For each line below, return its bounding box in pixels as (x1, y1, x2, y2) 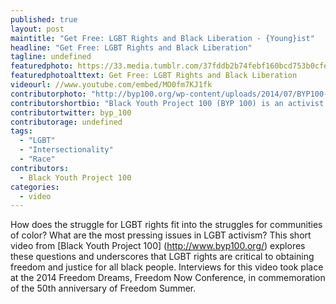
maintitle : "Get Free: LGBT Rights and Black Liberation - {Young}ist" (10, 33, 315, 43)
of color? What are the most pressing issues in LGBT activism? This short (10, 229, 312, 241)
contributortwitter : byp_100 (10, 107, 132, 118)
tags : (10, 126, 33, 136)
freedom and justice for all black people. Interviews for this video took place (10, 261, 324, 273)
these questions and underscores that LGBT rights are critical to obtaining (10, 251, 315, 263)
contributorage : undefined (10, 117, 123, 127)
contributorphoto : (10, 89, 87, 99)
